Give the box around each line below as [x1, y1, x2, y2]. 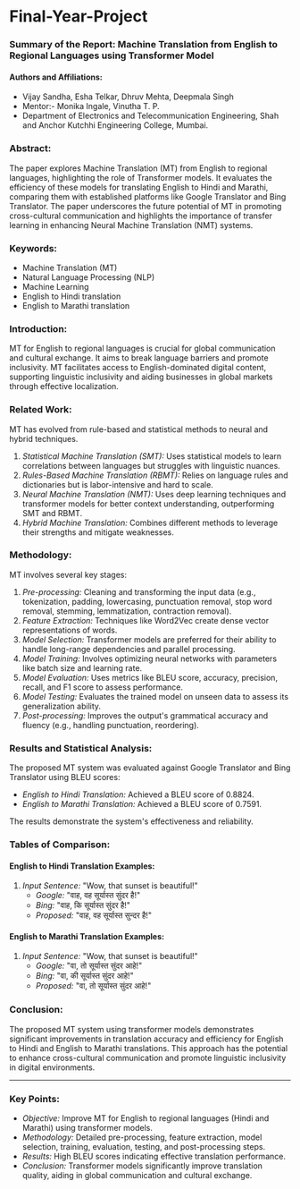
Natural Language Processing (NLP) [21, 271, 155, 283]
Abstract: [9, 142, 52, 155]
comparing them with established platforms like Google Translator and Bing [9, 191, 287, 202]
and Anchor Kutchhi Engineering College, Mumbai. [21, 120, 209, 131]
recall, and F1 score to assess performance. [21, 682, 183, 692]
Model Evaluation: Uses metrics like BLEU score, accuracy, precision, [21, 672, 279, 683]
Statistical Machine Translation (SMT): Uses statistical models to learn [21, 450, 282, 462]
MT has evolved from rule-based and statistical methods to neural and [9, 423, 269, 435]
